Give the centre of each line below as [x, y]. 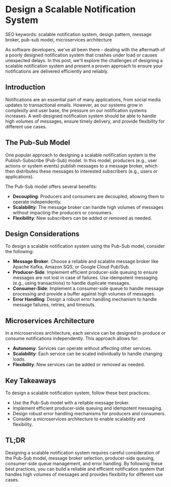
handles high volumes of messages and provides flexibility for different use [84, 474]
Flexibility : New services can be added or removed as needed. [79, 365]
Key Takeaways [31, 381]
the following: [20, 252]
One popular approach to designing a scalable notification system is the [81, 155]
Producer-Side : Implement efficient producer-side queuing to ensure [85, 272]
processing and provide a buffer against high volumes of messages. [84, 294]
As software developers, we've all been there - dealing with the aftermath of [85, 49]
